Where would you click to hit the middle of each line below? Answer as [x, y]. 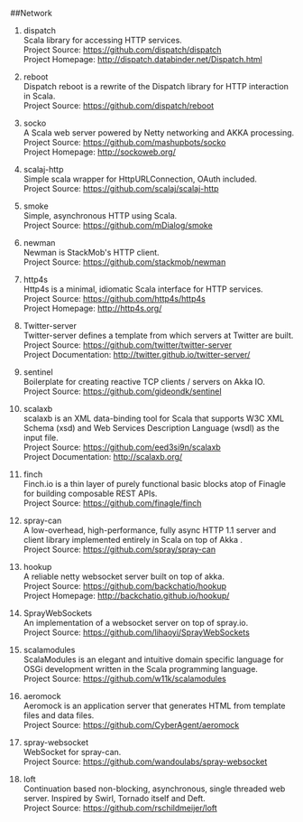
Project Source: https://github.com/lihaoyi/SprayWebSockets [137, 632]
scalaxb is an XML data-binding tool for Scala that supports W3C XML [154, 418]
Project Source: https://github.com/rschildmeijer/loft [120, 808]
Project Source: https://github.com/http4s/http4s [114, 299]
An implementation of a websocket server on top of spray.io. [136, 623]
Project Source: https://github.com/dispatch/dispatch [122, 50]
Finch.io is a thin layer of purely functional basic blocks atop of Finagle [155, 484]
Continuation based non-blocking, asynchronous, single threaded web [154, 789]
